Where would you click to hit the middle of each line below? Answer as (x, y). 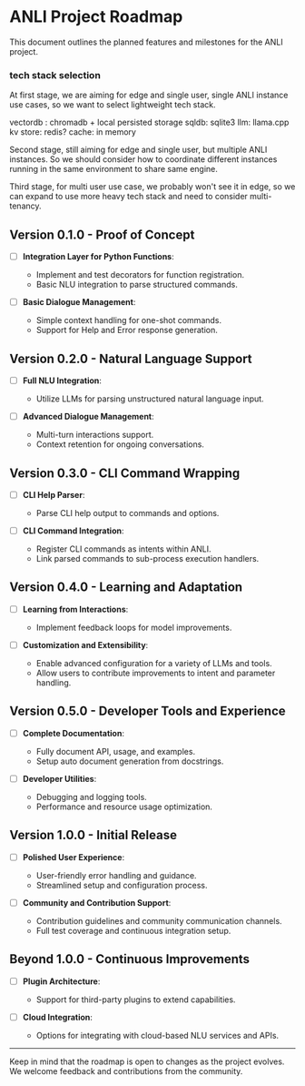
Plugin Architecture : (61, 981)
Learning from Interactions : (75, 609)
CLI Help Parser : (54, 494)
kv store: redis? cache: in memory (73, 132)
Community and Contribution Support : (97, 902)
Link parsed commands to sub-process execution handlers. (148, 559)
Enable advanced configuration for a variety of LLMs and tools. (154, 663)
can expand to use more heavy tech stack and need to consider (128, 197)
